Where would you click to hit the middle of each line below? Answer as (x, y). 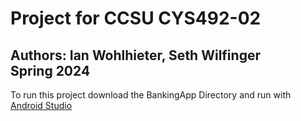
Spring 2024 (50, 70)
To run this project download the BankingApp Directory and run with (151, 95)
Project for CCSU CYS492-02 (136, 18)
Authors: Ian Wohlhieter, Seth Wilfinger (135, 55)
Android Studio (41, 105)
